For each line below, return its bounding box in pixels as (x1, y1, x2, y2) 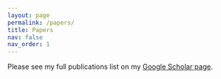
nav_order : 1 (7, 41, 50, 48)
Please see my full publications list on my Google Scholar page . (7, 62, 213, 71)
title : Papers (7, 26, 54, 34)
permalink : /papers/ (7, 19, 76, 27)
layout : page (7, 11, 50, 20)
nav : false (7, 33, 43, 41)
